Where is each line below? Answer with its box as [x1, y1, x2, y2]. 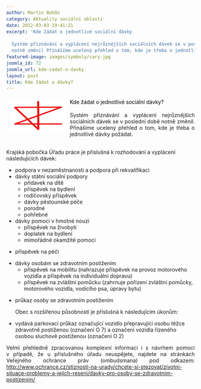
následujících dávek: [6, 155, 57, 162]
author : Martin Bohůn [6, 10, 60, 16]
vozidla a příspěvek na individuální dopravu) [23, 272, 133, 279]
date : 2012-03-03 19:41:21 [6, 22, 74, 28]
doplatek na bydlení [23, 230, 73, 238]
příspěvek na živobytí [23, 224, 77, 231]
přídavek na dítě [23, 180, 64, 187]
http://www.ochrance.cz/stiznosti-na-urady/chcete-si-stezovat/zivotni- [6, 363, 182, 370]
